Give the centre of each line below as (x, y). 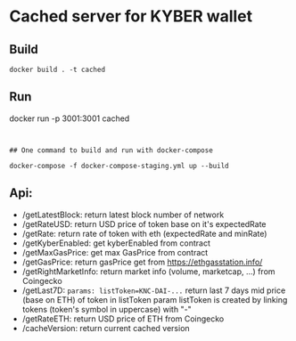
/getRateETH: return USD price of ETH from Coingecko (123, 319)
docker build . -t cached (57, 69)
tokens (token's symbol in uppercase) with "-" (107, 309)
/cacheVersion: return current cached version (106, 328)
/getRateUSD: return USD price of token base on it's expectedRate (144, 223)
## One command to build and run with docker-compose (111, 150)
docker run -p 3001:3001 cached (70, 118)
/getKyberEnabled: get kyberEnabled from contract (116, 243)
